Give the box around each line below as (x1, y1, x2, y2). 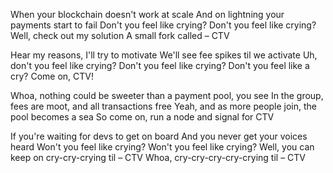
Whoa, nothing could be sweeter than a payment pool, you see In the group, (10, 90, 324, 101)
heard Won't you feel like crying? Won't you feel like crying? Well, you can (10, 141, 315, 153)
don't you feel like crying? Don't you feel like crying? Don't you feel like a (10, 60, 310, 71)
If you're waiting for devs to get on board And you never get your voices (10, 130, 308, 142)
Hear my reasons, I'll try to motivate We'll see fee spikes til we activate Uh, (10, 49, 318, 61)
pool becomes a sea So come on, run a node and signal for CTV (10, 111, 275, 123)
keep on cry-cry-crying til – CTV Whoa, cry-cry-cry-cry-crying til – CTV (10, 152, 307, 163)
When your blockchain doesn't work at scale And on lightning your (10, 9, 285, 20)
